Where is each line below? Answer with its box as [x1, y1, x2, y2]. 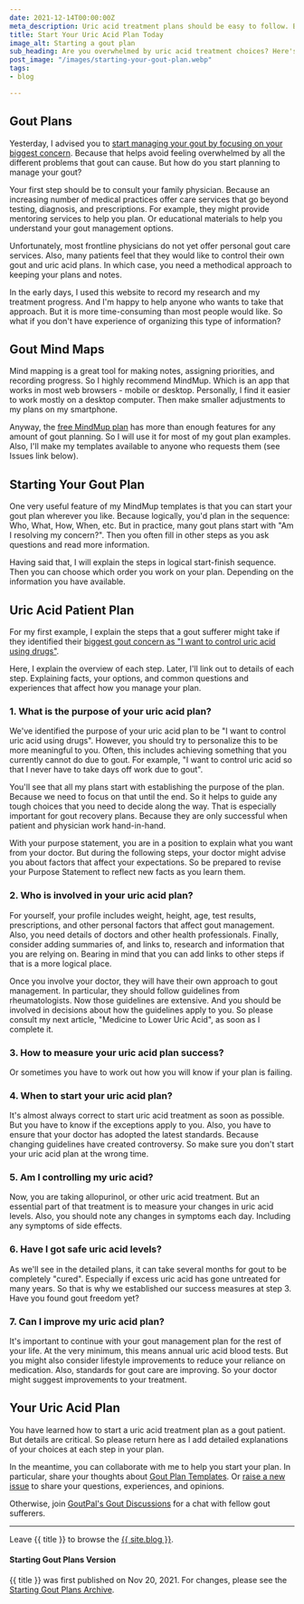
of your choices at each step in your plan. [9, 1444, 165, 1455]
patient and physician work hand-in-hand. [9, 821, 166, 831]
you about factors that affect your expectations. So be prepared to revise [9, 857, 282, 868]
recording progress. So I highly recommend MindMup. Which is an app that [9, 375, 290, 386]
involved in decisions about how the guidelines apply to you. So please [9, 1004, 273, 1015]
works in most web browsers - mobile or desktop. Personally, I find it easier [9, 385, 291, 396]
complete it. [9, 1023, 54, 1034]
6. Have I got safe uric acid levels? [9, 1243, 163, 1255]
